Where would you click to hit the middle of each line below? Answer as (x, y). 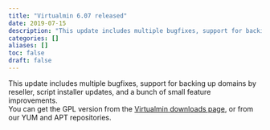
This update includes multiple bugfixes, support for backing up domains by (133, 83)
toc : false (27, 53)
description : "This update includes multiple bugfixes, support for (125, 30)
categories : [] (34, 38)
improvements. (33, 100)
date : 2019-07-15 (37, 23)
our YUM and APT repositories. (60, 117)
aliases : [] (28, 46)
